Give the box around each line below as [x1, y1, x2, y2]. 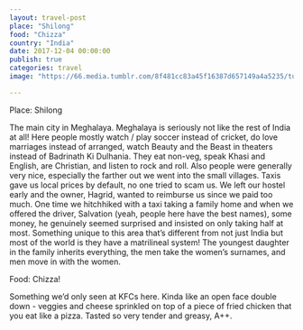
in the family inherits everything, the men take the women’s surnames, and [9, 246, 286, 257]
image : [9, 72, 34, 81]
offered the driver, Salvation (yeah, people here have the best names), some [9, 208, 293, 219]
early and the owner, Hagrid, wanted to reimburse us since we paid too [9, 188, 273, 199]
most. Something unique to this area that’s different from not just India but [9, 227, 284, 238]
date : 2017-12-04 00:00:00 [9, 47, 111, 56]
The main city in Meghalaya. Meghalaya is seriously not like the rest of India [9, 122, 291, 133]
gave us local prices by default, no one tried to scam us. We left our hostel [9, 179, 286, 190]
